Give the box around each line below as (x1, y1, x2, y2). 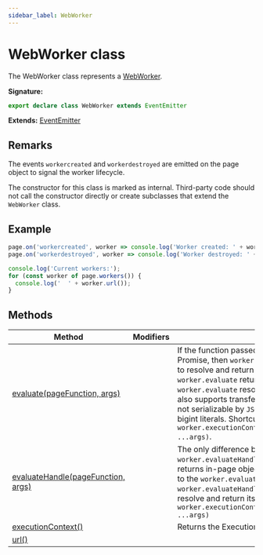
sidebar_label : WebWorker (8, 11, 92, 20)
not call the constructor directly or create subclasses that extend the (8, 192, 229, 201)
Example (8, 222, 52, 236)
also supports (177, 394, 228, 405)
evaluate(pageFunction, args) (12, 388, 121, 399)
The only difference (177, 444, 250, 455)
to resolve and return (177, 364, 254, 375)
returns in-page (177, 464, 236, 475)
